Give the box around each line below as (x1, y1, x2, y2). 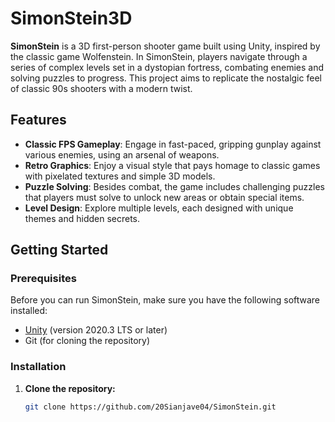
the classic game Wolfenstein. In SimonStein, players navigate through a (10, 50, 308, 62)
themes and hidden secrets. (24, 212, 141, 224)
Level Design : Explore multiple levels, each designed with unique (24, 202, 294, 214)
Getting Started (10, 242, 109, 259)
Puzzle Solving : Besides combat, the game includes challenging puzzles (24, 180, 325, 192)
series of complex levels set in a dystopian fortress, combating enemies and (10, 61, 325, 73)
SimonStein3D (10, 7, 133, 30)
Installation (10, 360, 67, 374)
